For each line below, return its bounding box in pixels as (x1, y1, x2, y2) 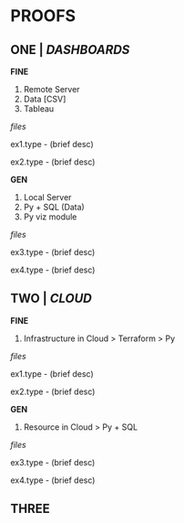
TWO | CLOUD (10, 291, 92, 306)
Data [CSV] (23, 93, 66, 104)
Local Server (23, 192, 72, 202)
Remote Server (23, 84, 80, 94)
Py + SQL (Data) (23, 202, 85, 212)
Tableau (23, 103, 55, 114)
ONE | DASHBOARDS (10, 42, 130, 58)
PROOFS (10, 5, 77, 27)
